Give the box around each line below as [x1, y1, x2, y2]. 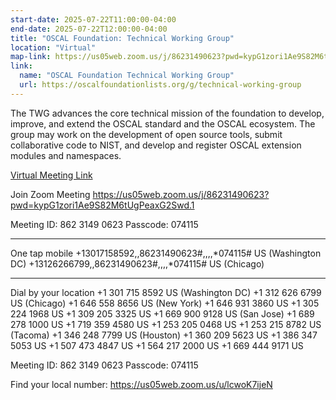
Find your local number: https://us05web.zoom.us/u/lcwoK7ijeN [10, 378, 273, 390]
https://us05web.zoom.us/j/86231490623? [92, 188, 270, 200]
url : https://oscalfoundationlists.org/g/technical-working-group [19, 80, 302, 90]
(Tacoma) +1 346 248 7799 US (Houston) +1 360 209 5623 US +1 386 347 [10, 329, 318, 341]
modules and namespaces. [10, 149, 122, 161]
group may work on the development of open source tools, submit [10, 128, 283, 140]
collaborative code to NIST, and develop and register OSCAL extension [10, 139, 302, 151]
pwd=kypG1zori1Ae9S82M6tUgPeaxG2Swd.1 [10, 199, 195, 211]
